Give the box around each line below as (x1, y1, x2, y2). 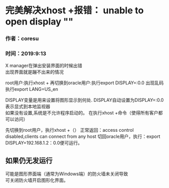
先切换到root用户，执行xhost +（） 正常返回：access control (5, 127, 134, 133)
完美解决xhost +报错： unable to (5, 5, 144, 16)
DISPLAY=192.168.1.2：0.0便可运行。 (5, 140, 83, 146)
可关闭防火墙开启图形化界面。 (5, 177, 68, 183)
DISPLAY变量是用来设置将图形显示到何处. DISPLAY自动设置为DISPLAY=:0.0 (5, 97, 164, 103)
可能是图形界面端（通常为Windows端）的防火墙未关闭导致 (5, 171, 129, 177)
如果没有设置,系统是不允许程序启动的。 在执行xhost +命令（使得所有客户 (5, 110, 159, 116)
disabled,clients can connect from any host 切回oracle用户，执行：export (5, 133, 160, 139)
